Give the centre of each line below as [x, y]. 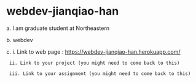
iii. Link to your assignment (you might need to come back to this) [100, 74]
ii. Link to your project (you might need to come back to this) [94, 63]
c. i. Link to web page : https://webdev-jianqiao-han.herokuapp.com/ [93, 52]
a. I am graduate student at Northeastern [58, 28]
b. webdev [20, 40]
